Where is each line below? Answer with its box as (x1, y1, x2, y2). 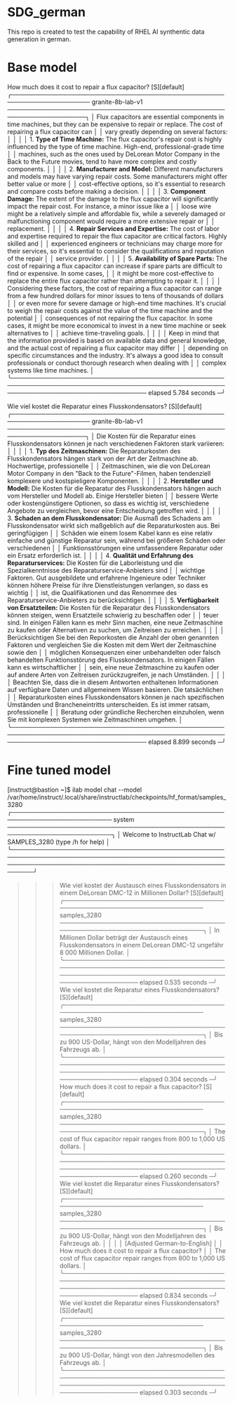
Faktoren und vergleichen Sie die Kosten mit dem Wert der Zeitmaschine (7, 640, 217, 649)
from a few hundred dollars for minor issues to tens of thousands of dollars (7, 291, 224, 300)
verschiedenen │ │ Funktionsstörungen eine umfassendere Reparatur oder (7, 543, 223, 552)
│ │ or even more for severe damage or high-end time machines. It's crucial (7, 299, 227, 307)
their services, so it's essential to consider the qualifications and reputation (7, 246, 224, 255)
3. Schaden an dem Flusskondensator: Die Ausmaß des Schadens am (7, 514, 212, 522)
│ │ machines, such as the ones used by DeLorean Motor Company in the (7, 149, 220, 158)
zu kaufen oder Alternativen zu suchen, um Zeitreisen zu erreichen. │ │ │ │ (7, 625, 224, 634)
